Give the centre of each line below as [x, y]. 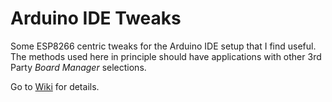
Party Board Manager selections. [78, 67]
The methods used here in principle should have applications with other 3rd [166, 56]
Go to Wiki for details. [55, 86]
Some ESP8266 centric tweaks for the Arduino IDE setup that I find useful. [163, 46]
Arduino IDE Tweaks [96, 18]
